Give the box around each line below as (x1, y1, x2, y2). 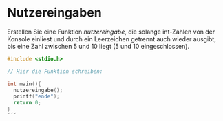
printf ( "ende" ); (13, 93, 60, 100)
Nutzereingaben (7, 5, 102, 21)
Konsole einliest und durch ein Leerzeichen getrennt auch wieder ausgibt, (7, 34, 217, 43)
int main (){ (7, 80, 41, 87)
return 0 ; (13, 100, 41, 107)
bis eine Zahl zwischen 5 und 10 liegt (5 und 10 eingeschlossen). (7, 42, 190, 50)
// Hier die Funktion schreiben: (7, 67, 103, 75)
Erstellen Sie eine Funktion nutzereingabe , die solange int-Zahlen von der (7, 27, 215, 36)
